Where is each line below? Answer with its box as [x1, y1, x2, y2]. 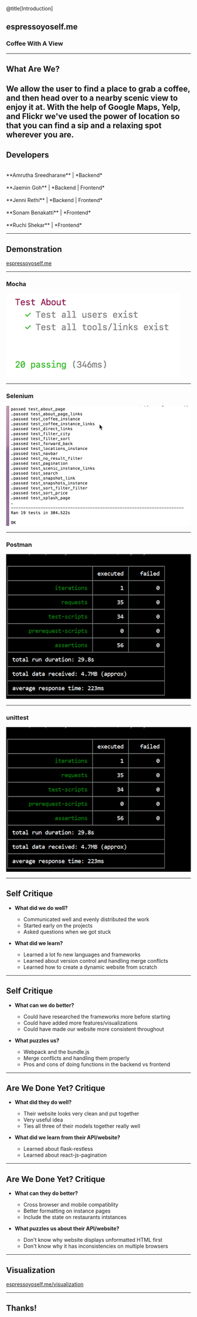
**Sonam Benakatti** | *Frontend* [6, 209, 91, 216]
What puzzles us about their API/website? [14, 1225, 120, 1232]
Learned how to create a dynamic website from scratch [23, 963, 157, 970]
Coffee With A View [6, 39, 63, 48]
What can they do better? [14, 1190, 78, 1197]
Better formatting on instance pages [23, 1207, 111, 1215]
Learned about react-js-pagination [23, 1151, 107, 1159]
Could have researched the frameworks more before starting [23, 1013, 171, 1020]
